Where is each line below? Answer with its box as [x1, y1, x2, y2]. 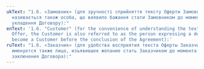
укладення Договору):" [12, 20, 69, 26]
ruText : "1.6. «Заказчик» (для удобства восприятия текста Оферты [6, 43, 178, 49]
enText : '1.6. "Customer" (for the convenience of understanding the [6, 25, 186, 32]
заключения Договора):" [12, 53, 72, 59]
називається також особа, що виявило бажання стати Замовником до [12, 14, 183, 20]
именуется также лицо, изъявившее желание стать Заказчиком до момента [12, 48, 197, 54]
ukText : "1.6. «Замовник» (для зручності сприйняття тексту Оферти [6, 8, 181, 15]
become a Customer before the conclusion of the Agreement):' [12, 37, 172, 43]
